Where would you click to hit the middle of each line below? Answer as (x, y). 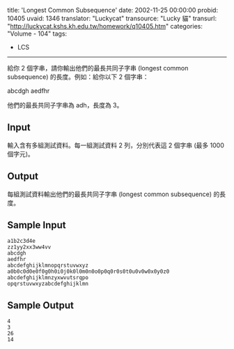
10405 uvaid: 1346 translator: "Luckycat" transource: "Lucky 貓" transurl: (112, 18)
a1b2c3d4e (22, 241)
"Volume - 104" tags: (37, 34)
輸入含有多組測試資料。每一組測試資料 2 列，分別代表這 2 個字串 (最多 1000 (116, 145)
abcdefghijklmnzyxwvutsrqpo (48, 278)
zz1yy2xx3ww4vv (29, 247)
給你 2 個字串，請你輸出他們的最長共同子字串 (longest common (98, 68)
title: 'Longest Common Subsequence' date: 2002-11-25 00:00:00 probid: (112, 10)
